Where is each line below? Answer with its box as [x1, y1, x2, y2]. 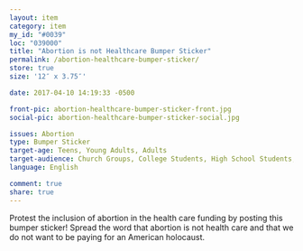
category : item [9, 22, 67, 31]
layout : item [9, 13, 59, 23]
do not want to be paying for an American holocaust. [9, 231, 206, 242]
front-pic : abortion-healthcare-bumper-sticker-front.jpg [9, 105, 232, 114]
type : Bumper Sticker [9, 137, 91, 147]
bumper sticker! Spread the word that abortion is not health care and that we [9, 222, 294, 233]
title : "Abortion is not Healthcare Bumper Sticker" [9, 47, 212, 56]
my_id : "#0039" [9, 30, 67, 39]
